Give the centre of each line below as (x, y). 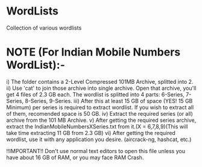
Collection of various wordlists (44, 28)
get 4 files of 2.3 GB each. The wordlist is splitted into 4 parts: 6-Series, (96, 94)
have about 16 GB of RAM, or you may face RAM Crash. (75, 157)
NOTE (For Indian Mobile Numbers (93, 52)
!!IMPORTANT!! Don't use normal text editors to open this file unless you (96, 151)
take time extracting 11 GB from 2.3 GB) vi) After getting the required (91, 133)
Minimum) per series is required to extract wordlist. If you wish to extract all (100, 107)
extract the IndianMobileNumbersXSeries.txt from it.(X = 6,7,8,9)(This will (97, 126)
